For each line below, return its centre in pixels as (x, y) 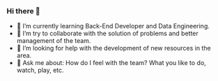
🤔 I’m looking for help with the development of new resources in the (114, 48)
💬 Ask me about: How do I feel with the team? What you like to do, (111, 63)
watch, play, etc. (40, 70)
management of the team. (54, 41)
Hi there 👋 (24, 11)
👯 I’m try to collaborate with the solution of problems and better (108, 33)
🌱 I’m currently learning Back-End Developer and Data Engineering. (113, 26)
